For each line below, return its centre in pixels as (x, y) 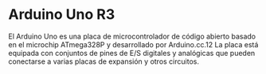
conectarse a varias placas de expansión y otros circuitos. (104, 61)
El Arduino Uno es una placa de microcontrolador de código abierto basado (132, 36)
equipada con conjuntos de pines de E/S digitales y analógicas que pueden (132, 53)
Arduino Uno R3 (62, 15)
